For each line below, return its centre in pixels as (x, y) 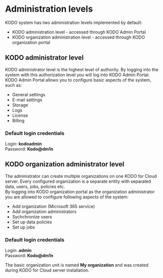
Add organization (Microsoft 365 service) (53, 206)
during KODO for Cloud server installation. (47, 270)
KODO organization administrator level (65, 164)
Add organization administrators (44, 212)
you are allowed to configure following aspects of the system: (67, 197)
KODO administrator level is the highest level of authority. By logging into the (82, 69)
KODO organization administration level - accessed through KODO (78, 37)
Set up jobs (23, 227)
